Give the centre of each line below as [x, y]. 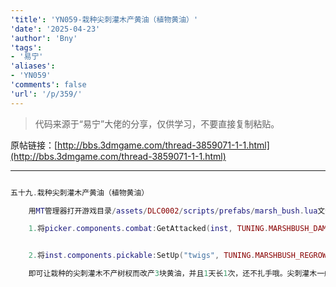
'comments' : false [48, 85]
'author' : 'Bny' [44, 38]
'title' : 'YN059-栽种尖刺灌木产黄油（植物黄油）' [104, 19]
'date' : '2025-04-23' [55, 29]
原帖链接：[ [34, 145]
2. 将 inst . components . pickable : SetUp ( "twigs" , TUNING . [142, 256]
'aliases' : [33, 66]
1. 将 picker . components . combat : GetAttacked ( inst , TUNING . [148, 229]
